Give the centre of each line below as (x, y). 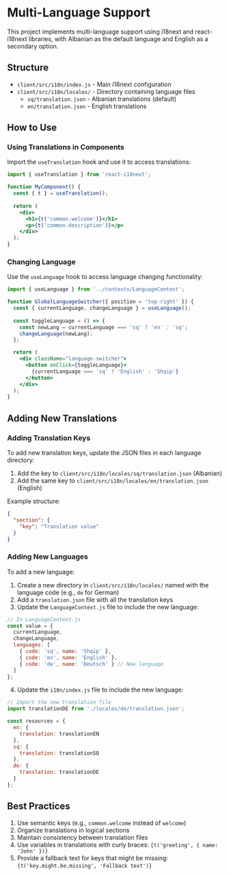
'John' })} (32, 851)
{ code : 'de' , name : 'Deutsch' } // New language (92, 664)
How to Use (32, 128)
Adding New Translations (62, 418)
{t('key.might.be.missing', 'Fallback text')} (84, 866)
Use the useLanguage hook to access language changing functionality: (105, 277)
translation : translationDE (59, 772)
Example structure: (33, 501)
